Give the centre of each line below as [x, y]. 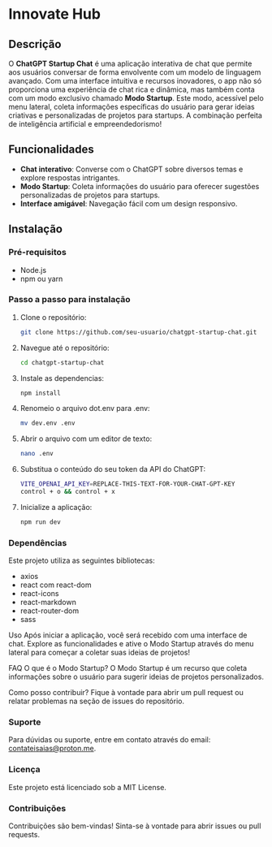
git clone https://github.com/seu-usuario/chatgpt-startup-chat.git [138, 332]
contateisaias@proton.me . [52, 749]
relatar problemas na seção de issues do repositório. [97, 701]
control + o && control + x [67, 492]
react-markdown [48, 603]
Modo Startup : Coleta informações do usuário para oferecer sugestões [140, 186]
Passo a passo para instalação [70, 300]
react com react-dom [56, 585]
